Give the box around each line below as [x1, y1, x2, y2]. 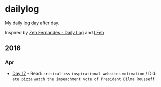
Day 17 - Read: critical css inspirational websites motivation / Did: [12, 70, 157, 76]
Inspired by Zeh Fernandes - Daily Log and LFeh [5, 29, 104, 35]
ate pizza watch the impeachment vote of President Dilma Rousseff [12, 76, 155, 82]
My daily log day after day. [5, 20, 60, 26]
